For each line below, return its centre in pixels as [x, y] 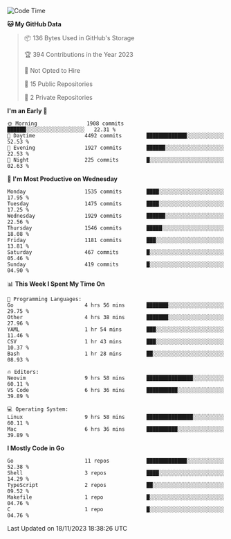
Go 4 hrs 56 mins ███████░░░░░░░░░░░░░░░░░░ [116, 305]
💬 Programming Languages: [44, 299]
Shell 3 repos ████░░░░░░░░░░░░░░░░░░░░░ [116, 473]
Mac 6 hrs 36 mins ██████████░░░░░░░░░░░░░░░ [116, 429]
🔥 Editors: [23, 372]
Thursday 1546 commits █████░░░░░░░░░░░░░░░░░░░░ [116, 228]
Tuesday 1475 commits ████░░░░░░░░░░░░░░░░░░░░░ [116, 204]
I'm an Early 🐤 [27, 111]
